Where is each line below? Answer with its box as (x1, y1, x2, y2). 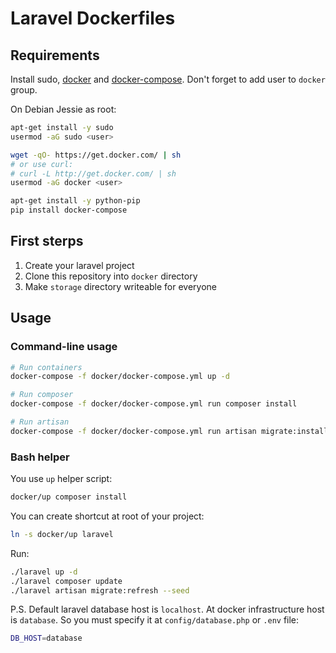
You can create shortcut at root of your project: (10, 510, 205, 522)
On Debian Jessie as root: (10, 103, 117, 115)
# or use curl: (10, 159, 74, 169)
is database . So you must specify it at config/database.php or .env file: (10, 614, 300, 626)
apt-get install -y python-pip (10, 196, 141, 206)
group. (10, 84, 38, 96)
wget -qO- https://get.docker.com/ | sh (10, 150, 182, 160)
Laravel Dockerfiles (10, 7, 176, 30)
